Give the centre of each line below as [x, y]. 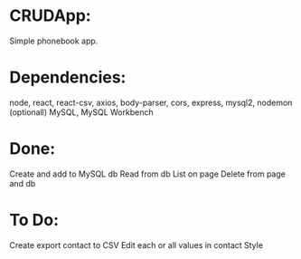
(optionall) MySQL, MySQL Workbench [81, 112]
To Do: [34, 220]
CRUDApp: [51, 16]
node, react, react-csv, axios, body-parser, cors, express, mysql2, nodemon [151, 102]
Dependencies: [68, 77]
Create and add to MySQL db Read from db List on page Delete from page [148, 174]
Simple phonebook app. [54, 41]
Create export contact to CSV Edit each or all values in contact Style [136, 245]
